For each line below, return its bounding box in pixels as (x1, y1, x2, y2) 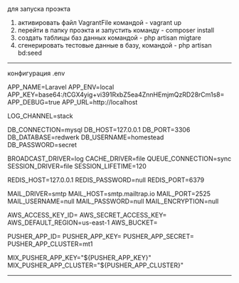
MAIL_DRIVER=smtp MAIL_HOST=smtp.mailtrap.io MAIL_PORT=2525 (7, 190, 211, 198)
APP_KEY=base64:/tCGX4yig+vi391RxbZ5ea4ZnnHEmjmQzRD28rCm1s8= (7, 90, 225, 99)
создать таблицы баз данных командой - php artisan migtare (17, 33, 201, 42)
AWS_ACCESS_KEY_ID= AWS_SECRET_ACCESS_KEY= (7, 211, 167, 219)
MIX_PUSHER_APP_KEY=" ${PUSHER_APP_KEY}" (7, 254, 152, 262)
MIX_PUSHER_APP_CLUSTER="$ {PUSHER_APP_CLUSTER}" (7, 261, 184, 269)
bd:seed (17, 48, 43, 57)
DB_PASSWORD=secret (7, 141, 77, 149)
